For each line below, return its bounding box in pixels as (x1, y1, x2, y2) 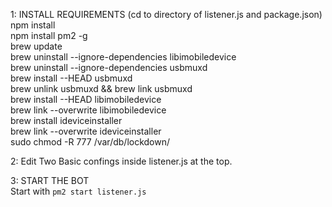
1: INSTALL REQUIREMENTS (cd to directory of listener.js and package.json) (10, 9, 323, 20)
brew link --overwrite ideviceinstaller (10, 125, 162, 137)
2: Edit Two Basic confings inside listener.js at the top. (10, 155, 233, 167)
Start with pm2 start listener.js (10, 185, 147, 197)
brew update (10, 40, 63, 52)
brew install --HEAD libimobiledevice (10, 94, 162, 105)
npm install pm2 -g (10, 30, 88, 41)
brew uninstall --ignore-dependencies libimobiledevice (10, 51, 237, 63)
